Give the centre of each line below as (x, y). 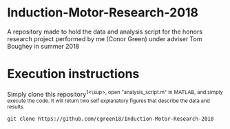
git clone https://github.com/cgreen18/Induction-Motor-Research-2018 (111, 119)
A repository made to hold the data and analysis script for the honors (105, 32)
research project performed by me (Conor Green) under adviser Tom (105, 38)
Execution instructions (73, 74)
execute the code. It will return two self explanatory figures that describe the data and (108, 101)
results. (16, 107)
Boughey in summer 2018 (43, 46)
